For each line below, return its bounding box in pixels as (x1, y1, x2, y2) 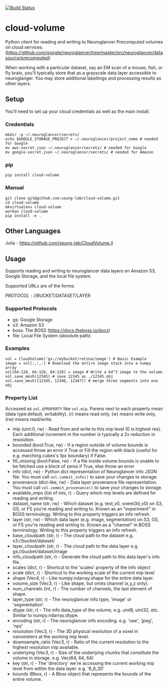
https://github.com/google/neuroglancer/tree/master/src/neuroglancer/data (7, 49, 163, 55)
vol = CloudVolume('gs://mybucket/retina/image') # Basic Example (5, 356, 147, 361)
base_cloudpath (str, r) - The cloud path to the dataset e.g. (12, 533, 134, 539)
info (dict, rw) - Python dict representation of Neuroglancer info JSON (12, 469, 157, 475)
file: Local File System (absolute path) (12, 332, 91, 338)
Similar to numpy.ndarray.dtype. (12, 612, 79, 618)
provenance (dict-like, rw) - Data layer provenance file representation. (12, 479, 157, 486)
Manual (5, 184, 24, 191)
